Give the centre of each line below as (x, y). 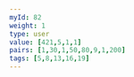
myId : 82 (25, 17)
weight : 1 (28, 26)
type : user (29, 34)
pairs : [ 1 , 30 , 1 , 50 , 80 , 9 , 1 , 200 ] (67, 50)
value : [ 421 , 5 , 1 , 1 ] (46, 42)
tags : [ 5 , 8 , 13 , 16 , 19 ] (50, 58)
